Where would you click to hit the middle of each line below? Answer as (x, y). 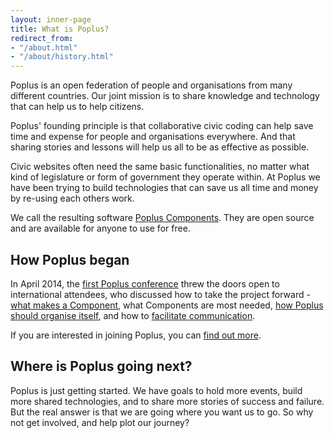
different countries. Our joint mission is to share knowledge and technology (165, 96)
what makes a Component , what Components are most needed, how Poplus (167, 305)
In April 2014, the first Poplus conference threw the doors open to (145, 283)
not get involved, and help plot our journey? (100, 422)
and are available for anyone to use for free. (100, 228)
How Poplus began (70, 259)
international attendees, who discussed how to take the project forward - (160, 294)
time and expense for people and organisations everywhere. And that (153, 137)
